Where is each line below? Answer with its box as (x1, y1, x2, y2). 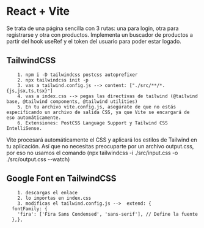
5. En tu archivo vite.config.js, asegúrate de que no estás (17, 104, 176, 110)
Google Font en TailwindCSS (6, 173, 117, 184)
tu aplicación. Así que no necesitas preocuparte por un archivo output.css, (6, 142, 194, 150)
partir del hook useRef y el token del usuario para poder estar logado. (6, 37, 181, 45)
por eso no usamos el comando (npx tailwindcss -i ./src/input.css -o (6, 149, 178, 156)
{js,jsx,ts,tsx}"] (6, 88, 53, 94)
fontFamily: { (12, 205, 48, 212)
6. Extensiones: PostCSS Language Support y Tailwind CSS (17, 120, 168, 126)
